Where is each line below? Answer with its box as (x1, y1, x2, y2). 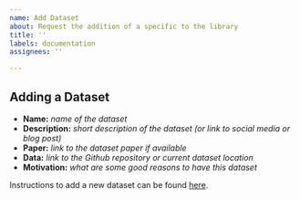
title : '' (9, 30, 47, 39)
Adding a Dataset (9, 89, 110, 105)
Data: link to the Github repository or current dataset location (22, 152, 253, 162)
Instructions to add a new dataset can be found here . (9, 179, 209, 190)
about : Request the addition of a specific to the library (9, 22, 239, 31)
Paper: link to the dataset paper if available (22, 142, 187, 153)
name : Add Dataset (9, 13, 79, 23)
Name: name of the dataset (22, 113, 128, 124)
